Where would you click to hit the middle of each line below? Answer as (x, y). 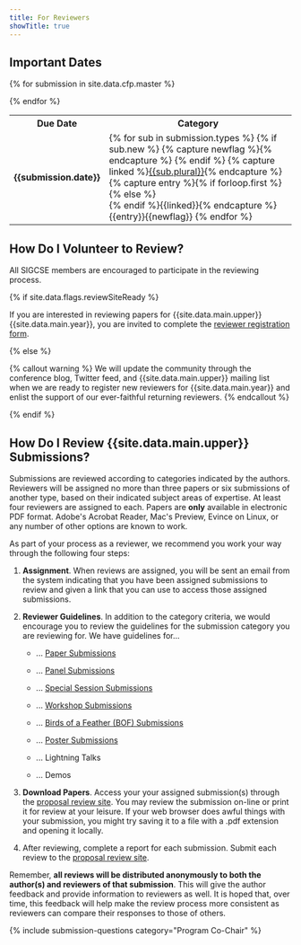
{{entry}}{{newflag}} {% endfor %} (181, 216)
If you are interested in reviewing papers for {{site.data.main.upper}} (136, 314)
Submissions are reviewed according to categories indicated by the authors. (150, 478)
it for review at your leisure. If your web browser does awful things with (154, 811)
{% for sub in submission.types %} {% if (193, 138)
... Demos (53, 774)
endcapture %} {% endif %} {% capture (192, 161)
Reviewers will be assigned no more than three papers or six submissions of (150, 488)
